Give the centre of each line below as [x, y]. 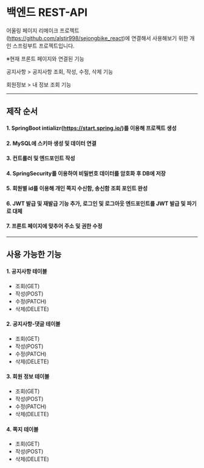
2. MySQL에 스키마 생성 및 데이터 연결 [52, 143]
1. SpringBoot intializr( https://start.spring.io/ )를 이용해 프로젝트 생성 [92, 128]
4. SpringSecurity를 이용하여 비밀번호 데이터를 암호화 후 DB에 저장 [86, 173]
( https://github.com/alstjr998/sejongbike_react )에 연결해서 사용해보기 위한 [97, 38]
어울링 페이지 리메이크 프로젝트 [43, 30]
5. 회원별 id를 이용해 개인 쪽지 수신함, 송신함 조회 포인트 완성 [77, 188]
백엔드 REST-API [47, 12]
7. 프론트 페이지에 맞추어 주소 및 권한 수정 [54, 226]
